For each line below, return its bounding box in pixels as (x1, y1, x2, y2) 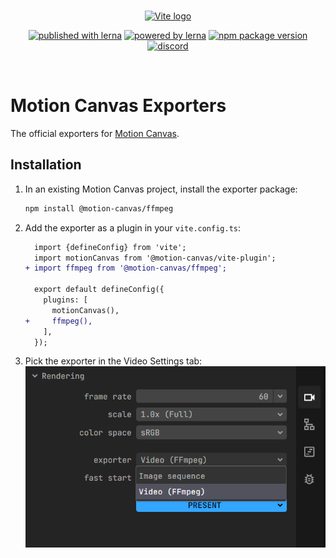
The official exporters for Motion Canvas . (10, 127, 180, 139)
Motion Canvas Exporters (10, 95, 227, 117)
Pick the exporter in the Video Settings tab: (24, 355, 203, 367)
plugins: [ (43, 295, 89, 305)
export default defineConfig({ (34, 285, 165, 295)
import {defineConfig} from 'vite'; (34, 242, 187, 252)
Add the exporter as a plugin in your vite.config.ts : (24, 221, 242, 234)
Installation (10, 156, 82, 174)
